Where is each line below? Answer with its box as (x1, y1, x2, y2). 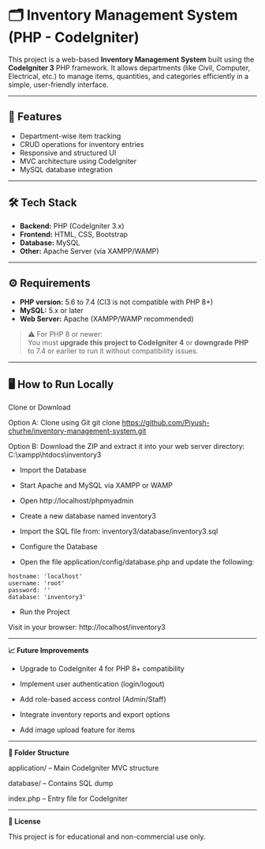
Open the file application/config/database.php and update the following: (19, 557, 255, 567)
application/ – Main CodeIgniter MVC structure (8, 764, 159, 773)
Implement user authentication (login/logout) (19, 679, 166, 689)
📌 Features (8, 110, 62, 123)
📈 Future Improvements (8, 646, 89, 655)
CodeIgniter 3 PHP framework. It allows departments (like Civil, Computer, (8, 62, 251, 72)
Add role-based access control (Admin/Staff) (19, 695, 167, 704)
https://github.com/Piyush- (121, 418, 211, 428)
